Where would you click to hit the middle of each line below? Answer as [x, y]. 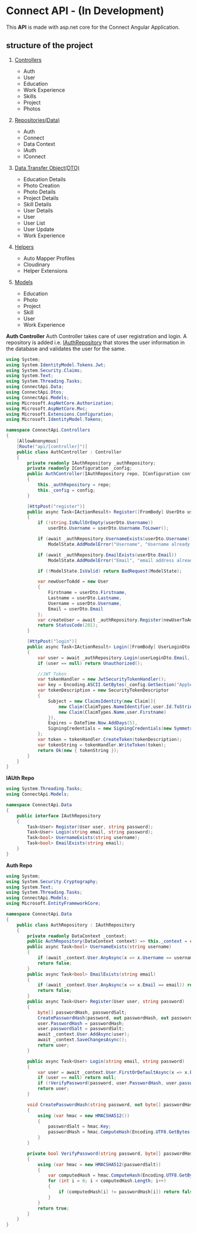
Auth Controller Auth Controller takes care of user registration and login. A [96, 336]
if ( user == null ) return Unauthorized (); [90, 663]
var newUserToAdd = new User [73, 582]
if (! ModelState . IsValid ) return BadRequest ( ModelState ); [110, 571]
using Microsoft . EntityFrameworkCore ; [53, 904]
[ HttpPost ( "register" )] [56, 506]
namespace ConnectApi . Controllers [48, 430]
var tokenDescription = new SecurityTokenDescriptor [103, 690]
